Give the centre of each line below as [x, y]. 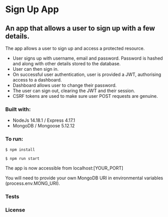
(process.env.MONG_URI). [33, 183]
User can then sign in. [36, 69]
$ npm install [20, 150]
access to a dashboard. [37, 80]
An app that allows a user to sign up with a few [80, 28]
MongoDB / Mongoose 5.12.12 [44, 126]
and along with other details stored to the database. [66, 64]
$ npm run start [22, 158]
